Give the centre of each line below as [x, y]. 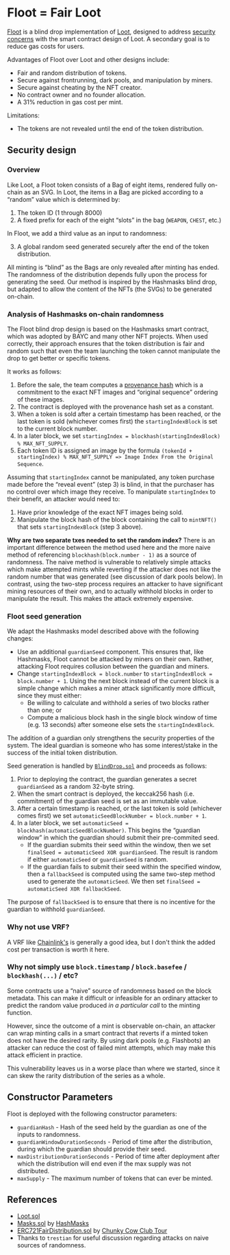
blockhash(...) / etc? [43, 976]
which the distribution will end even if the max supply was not [104, 1163]
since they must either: [49, 695]
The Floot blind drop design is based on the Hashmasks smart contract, [108, 329]
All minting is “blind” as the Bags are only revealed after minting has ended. [113, 267]
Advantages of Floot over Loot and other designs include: [88, 59]
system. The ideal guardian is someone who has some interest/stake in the [112, 746]
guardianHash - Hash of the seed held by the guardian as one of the [112, 1127]
